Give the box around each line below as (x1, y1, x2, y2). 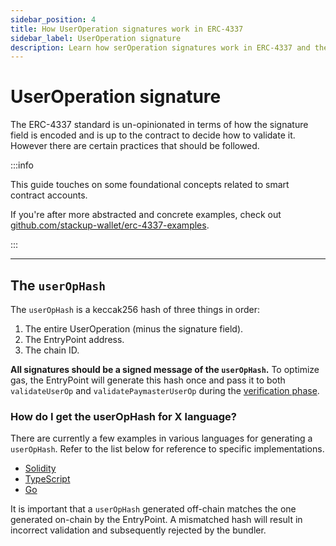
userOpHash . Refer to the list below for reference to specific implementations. (10, 443, 325, 455)
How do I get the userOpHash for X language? (10, 409, 237, 423)
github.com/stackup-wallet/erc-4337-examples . (10, 219, 210, 231)
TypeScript (24, 473, 71, 485)
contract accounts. (10, 189, 88, 201)
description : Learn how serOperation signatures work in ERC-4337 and (10, 42, 311, 53)
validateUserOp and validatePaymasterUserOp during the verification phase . (10, 385, 320, 396)
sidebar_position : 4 (10, 14, 97, 25)
